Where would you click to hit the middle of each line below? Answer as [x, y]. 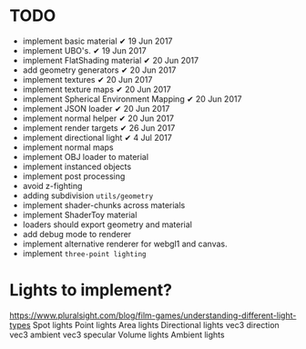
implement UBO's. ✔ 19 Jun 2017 [85, 50]
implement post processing [74, 176]
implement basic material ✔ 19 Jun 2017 [97, 41]
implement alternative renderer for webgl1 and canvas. [125, 244]
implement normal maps [68, 147]
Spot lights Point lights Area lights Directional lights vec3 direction [156, 324]
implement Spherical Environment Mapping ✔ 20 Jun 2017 [132, 99]
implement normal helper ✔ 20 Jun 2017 [98, 118]
